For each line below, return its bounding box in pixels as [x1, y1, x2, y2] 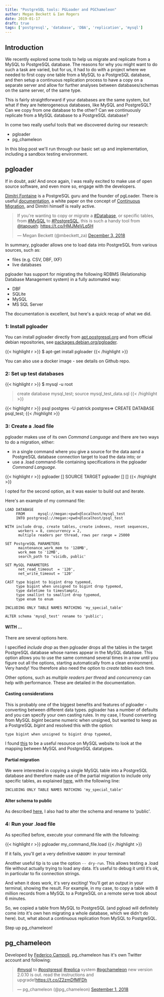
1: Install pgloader [5, 323, 48, 330]
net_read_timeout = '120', [18, 567, 76, 572]
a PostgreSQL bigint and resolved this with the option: [5, 722, 114, 728]
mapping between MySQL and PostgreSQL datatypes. [5, 746, 114, 752]
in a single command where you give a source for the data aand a [12, 448, 144, 454]
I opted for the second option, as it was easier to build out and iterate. [5, 488, 145, 494]
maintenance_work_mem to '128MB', [18, 545, 89, 550]
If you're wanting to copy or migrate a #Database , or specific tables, [17, 213, 155, 219]
